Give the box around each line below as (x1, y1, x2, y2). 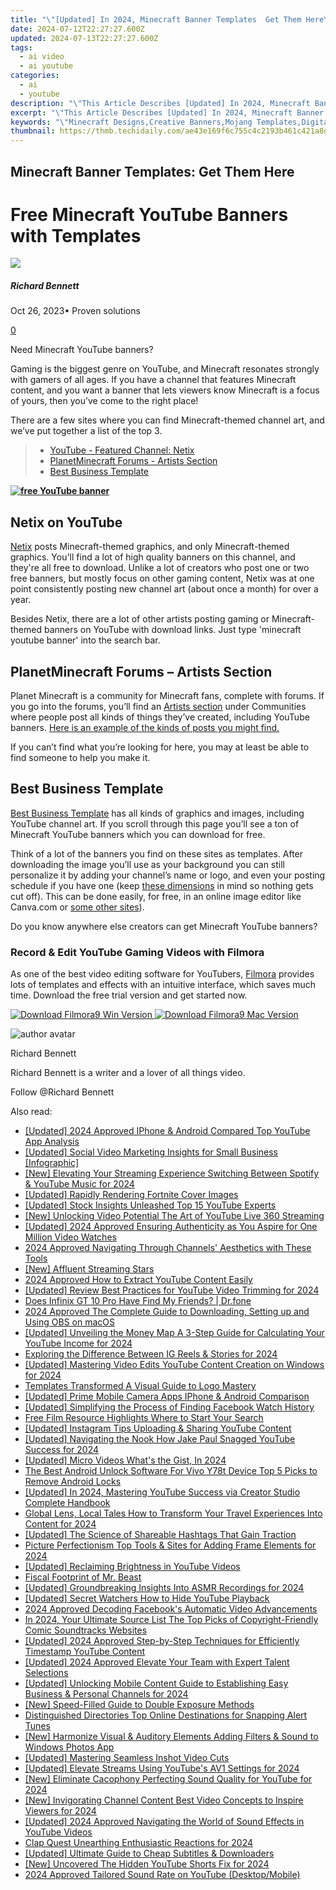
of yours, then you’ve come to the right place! (10, 395, 199, 407)
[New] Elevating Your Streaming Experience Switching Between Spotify (24, 1167, 320, 1180)
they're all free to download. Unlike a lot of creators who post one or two (10, 562, 310, 574)
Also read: (10, 1106, 53, 1118)
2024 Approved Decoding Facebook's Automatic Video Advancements (24, 1603, 318, 1615)
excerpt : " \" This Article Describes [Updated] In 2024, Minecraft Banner (10, 107, 325, 118)
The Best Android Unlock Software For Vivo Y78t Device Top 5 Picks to (24, 1465, 318, 1477)
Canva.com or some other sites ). (10, 901, 145, 913)
